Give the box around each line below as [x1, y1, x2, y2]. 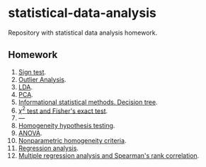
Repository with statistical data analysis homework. [8, 28, 158, 37]
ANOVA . [18, 129, 42, 137]
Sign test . [18, 67, 47, 76]
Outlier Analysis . [18, 75, 67, 83]
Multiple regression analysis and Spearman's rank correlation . [18, 151, 200, 160]
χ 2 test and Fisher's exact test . [18, 105, 108, 115]
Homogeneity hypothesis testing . [18, 122, 115, 130]
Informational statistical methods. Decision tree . [18, 98, 158, 106]
